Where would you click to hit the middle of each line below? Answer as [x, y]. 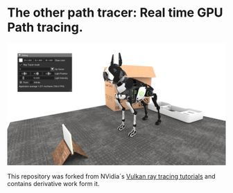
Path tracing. [45, 27]
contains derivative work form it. [53, 184]
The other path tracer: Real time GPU [115, 13]
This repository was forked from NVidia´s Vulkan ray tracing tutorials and [112, 176]
